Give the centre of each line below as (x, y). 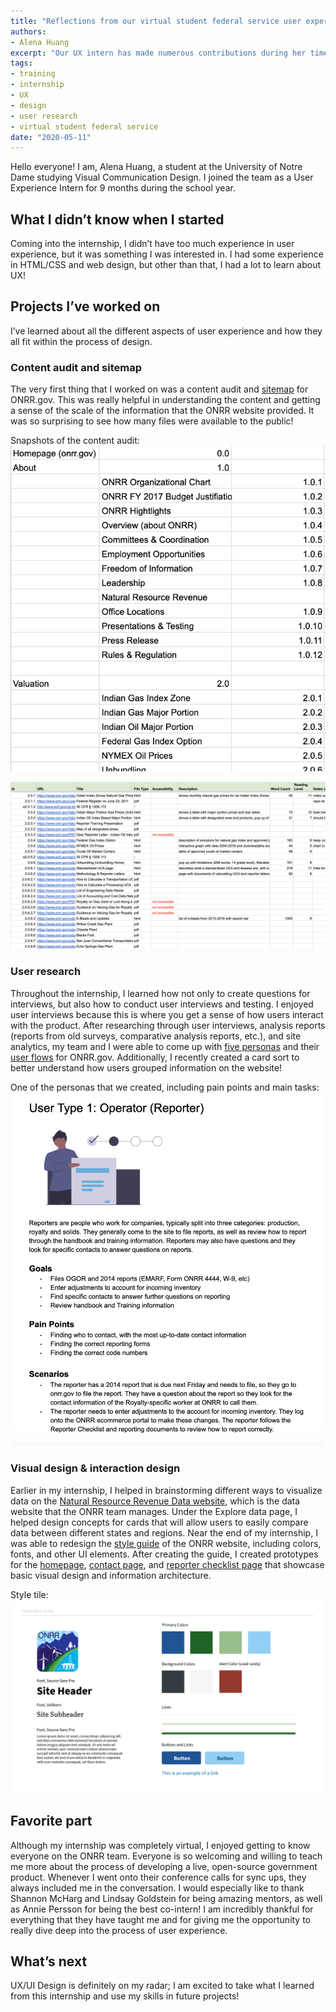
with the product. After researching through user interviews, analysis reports (168, 1025)
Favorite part (51, 1821)
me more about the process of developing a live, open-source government (164, 1866)
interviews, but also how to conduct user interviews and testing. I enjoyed (162, 1004)
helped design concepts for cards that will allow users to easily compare (159, 1522)
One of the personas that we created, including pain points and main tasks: (165, 1087)
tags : (21, 63)
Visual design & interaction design (95, 1468)
